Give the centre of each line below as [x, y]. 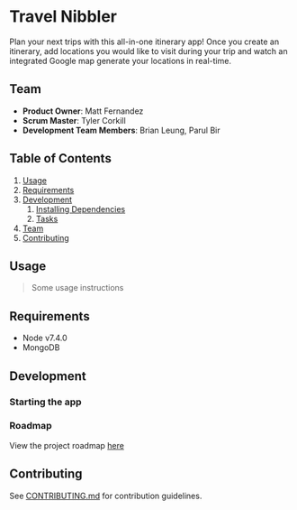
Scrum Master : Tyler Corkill [74, 120]
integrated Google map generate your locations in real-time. [121, 60]
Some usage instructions [77, 288]
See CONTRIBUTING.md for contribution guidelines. [106, 496]
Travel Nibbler [63, 17]
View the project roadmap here [67, 445]
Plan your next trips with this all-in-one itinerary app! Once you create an [144, 42]
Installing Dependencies [81, 209]
